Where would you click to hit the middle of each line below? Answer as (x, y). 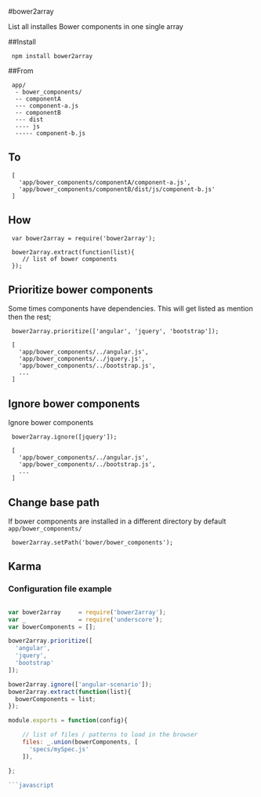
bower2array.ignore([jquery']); (64, 437)
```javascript (31, 785)
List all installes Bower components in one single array (96, 26)
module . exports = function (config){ (68, 721)
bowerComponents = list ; (56, 699)
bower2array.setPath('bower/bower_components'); (92, 543)
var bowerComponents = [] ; (52, 627)
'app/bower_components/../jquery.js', (82, 359)
